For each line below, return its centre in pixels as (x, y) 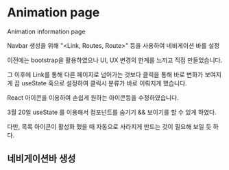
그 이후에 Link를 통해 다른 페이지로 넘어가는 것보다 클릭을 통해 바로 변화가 (105, 74)
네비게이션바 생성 (41, 159)
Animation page (53, 13)
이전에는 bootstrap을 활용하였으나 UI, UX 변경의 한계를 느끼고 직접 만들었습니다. (115, 60)
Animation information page (46, 31)
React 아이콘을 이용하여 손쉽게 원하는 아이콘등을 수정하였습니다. (93, 98)
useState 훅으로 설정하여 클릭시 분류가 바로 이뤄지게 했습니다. (104, 83)
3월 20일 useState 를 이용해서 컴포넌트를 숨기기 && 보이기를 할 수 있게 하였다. (112, 112)
